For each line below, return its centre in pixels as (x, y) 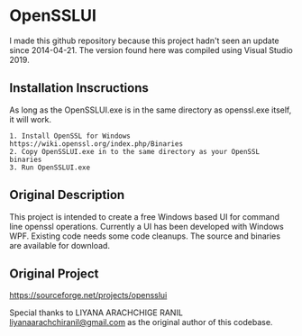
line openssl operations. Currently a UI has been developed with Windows (146, 226)
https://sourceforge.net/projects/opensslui (88, 295)
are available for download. (60, 245)
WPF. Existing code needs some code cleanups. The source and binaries (145, 236)
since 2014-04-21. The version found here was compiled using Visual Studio (151, 50)
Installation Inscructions (79, 88)
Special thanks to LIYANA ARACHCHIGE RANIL (96, 313)
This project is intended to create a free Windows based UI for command (145, 216)
